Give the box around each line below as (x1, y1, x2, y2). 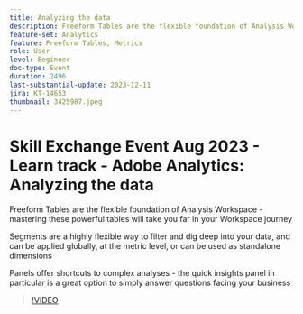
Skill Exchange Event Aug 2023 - (9, 136, 261, 156)
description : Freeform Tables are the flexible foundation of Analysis (9, 22, 284, 31)
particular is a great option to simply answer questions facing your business (9, 277, 291, 289)
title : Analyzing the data (9, 13, 111, 23)
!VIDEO (31, 295, 59, 306)
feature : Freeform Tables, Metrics (9, 38, 143, 48)
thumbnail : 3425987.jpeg (9, 97, 103, 106)
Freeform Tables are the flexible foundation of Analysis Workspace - (9, 204, 263, 215)
